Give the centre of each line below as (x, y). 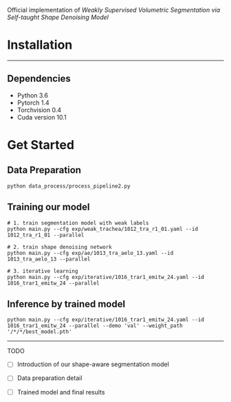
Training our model (49, 207)
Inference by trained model (66, 304)
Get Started (41, 145)
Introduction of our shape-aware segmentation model (93, 364)
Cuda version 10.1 (42, 117)
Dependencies (39, 79)
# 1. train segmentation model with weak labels (78, 223)
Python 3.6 (32, 95)
